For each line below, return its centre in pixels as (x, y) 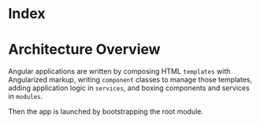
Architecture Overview (84, 50)
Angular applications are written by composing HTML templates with (119, 71)
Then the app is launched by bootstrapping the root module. (106, 111)
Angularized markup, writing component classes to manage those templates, (130, 80)
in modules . (26, 97)
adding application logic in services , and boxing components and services (129, 88)
